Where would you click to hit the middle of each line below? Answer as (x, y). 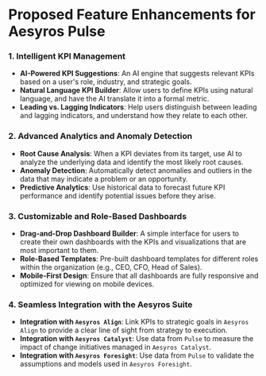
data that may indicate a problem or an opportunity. (104, 178)
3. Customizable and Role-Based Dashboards (98, 216)
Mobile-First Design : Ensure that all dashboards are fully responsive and (139, 276)
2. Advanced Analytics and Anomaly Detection (100, 136)
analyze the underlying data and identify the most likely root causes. (131, 162)
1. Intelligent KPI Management (67, 56)
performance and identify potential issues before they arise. (118, 195)
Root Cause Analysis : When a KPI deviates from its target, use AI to (131, 153)
